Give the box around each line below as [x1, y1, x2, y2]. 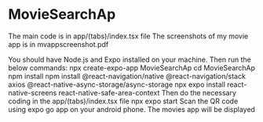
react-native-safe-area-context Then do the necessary [58, 88, 237, 97]
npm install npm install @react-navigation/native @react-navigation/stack [8, 71, 246, 81]
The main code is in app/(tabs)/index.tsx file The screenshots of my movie [8, 31, 249, 41]
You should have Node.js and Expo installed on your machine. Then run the [8, 55, 251, 64]
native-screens [8, 88, 57, 97]
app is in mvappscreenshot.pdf [8, 39, 109, 48]
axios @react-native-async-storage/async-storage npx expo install [8, 80, 226, 89]
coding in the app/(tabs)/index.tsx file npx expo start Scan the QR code [8, 96, 239, 106]
